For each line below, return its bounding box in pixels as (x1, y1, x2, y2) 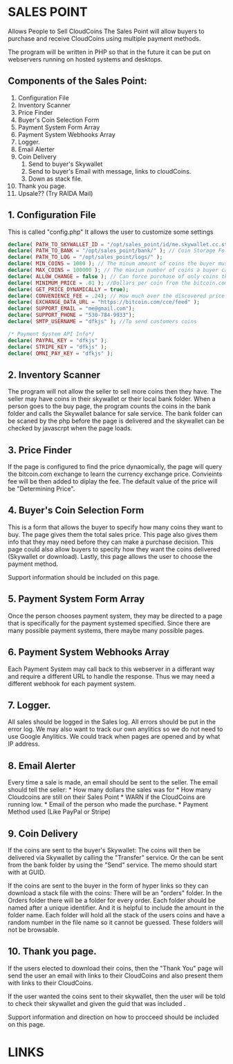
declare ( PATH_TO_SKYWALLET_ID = (8, 241, 104, 248)
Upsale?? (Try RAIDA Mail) (17, 189, 93, 197)
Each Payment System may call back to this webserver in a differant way (8, 665, 215, 673)
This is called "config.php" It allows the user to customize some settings (8, 228, 214, 236)
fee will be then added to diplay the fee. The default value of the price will (8, 477, 218, 486)
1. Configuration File (8, 209, 96, 221)
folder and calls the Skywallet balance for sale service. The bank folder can (8, 410, 223, 418)
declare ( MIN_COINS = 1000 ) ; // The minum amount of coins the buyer (8, 260, 216, 267)
